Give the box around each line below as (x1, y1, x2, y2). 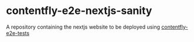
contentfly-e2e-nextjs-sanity (6, 4, 152, 17)
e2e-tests (6, 29, 30, 36)
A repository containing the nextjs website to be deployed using (6, 23, 160, 30)
